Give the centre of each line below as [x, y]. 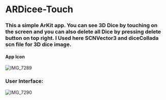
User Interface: [24, 81]
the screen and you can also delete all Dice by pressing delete [83, 32]
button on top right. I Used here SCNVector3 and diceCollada [82, 38]
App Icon [15, 57]
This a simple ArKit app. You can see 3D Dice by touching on [81, 26]
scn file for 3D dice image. [38, 44]
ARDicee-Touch [39, 9]
